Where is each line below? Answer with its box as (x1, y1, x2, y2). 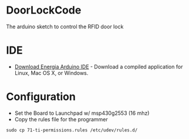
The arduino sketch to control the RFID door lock (6, 23, 124, 30)
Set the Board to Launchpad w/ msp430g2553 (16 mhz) (14, 110, 150, 117)
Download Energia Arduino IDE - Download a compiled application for (14, 63, 183, 70)
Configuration (6, 90, 76, 104)
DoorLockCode (6, 4, 82, 17)
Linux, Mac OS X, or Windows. (14, 69, 89, 77)
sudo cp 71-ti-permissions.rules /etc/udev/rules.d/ (6, 127, 138, 133)
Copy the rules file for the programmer (14, 115, 108, 123)
